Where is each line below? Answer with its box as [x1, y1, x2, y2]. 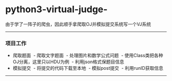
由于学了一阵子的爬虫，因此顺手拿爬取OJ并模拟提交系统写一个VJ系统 [5, 21, 151, 27]
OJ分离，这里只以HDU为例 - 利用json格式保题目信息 [12, 59, 124, 65]
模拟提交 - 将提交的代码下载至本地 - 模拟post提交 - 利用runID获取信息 [12, 65, 164, 71]
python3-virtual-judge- [5, 4, 108, 15]
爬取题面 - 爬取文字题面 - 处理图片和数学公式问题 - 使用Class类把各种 [12, 52, 163, 59]
